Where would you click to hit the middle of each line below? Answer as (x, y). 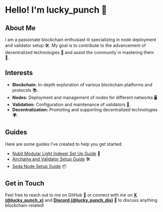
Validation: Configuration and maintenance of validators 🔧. (71, 104)
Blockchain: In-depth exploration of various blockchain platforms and (82, 84)
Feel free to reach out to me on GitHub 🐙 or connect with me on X (71, 195)
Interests (19, 73)
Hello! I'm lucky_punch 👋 (56, 10)
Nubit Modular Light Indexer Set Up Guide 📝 (56, 154)
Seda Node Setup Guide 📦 (39, 166)
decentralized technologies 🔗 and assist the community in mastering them (80, 52)
